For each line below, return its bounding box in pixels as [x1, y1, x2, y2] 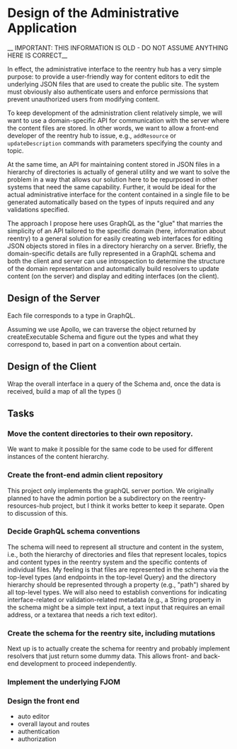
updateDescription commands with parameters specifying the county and [7, 138, 223, 147]
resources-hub [7, 501, 51, 510]
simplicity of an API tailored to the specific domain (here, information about [7, 226, 226, 235]
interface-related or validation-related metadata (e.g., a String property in [7, 595, 221, 604]
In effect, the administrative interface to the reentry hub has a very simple [7, 65, 222, 73]
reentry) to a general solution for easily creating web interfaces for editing [7, 234, 223, 243]
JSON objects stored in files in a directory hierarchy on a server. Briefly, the [7, 241, 228, 250]
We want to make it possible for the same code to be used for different [7, 445, 214, 453]
